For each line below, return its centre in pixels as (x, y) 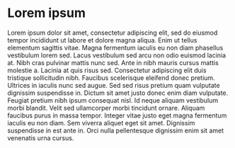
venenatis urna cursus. (41, 138)
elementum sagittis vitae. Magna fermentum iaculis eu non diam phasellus (115, 47)
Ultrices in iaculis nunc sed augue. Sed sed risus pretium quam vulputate (114, 85)
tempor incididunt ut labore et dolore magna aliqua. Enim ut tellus (102, 40)
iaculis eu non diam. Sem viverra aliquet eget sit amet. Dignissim (101, 123)
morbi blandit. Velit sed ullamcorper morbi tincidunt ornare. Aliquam (106, 108)
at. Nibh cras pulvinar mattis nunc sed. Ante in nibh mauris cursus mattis (113, 62)
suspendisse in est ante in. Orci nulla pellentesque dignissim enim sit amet (116, 130)
